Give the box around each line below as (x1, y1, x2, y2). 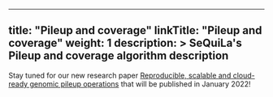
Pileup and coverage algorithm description (8, 49, 229, 63)
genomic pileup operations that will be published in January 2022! (29, 78, 251, 89)
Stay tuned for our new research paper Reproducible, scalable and (8, 70, 232, 80)
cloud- (232, 70, 255, 80)
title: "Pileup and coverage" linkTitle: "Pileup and (8, 23, 262, 37)
